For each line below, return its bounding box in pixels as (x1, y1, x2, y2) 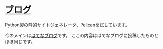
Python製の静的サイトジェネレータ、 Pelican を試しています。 (5, 22, 130, 28)
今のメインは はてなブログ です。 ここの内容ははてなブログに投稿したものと (5, 32, 159, 38)
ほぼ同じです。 (5, 38, 36, 45)
